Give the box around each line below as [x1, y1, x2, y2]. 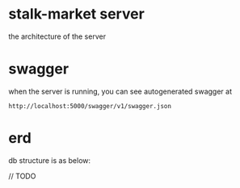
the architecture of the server [8, 31, 107, 41]
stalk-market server [8, 5, 145, 23]
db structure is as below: [8, 155, 91, 165]
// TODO [8, 171, 36, 181]
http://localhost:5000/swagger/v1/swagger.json [8, 102, 172, 110]
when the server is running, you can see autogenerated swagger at [8, 86, 233, 96]
